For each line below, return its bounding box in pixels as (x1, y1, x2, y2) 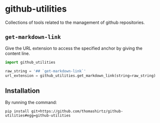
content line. (5, 50, 30, 56)
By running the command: (5, 100, 57, 105)
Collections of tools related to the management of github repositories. (5, 19, 145, 25)
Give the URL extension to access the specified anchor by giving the (5, 45, 143, 51)
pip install (5, 109, 29, 114)
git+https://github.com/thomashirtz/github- (31, 109, 123, 114)
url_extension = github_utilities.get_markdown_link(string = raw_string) (5, 73, 156, 78)
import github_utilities (5, 60, 56, 65)
